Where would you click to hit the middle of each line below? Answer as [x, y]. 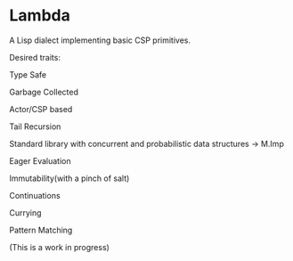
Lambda [40, 16]
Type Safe [28, 74]
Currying [25, 212]
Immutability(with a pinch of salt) [69, 178]
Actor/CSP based [41, 109]
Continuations [35, 195]
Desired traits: [35, 57]
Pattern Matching [41, 230]
